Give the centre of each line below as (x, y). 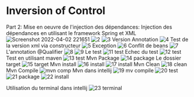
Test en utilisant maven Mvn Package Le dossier (94, 58)
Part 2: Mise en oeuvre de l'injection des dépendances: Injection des (89, 27)
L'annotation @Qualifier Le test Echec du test (82, 51)
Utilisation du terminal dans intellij (47, 88)
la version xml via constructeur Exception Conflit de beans (87, 46)
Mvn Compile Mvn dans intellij (59, 70)
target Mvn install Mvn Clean (83, 64)
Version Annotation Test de (150, 39)
